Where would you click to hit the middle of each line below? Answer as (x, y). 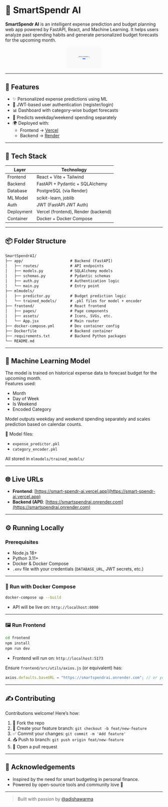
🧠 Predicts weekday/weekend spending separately (64, 118)
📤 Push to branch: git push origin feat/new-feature (68, 739)
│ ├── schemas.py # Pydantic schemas (58, 276)
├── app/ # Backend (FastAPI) (59, 261)
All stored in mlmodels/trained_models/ (45, 459)
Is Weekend (24, 404)
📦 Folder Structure (36, 241)
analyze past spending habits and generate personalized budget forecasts (82, 35)
